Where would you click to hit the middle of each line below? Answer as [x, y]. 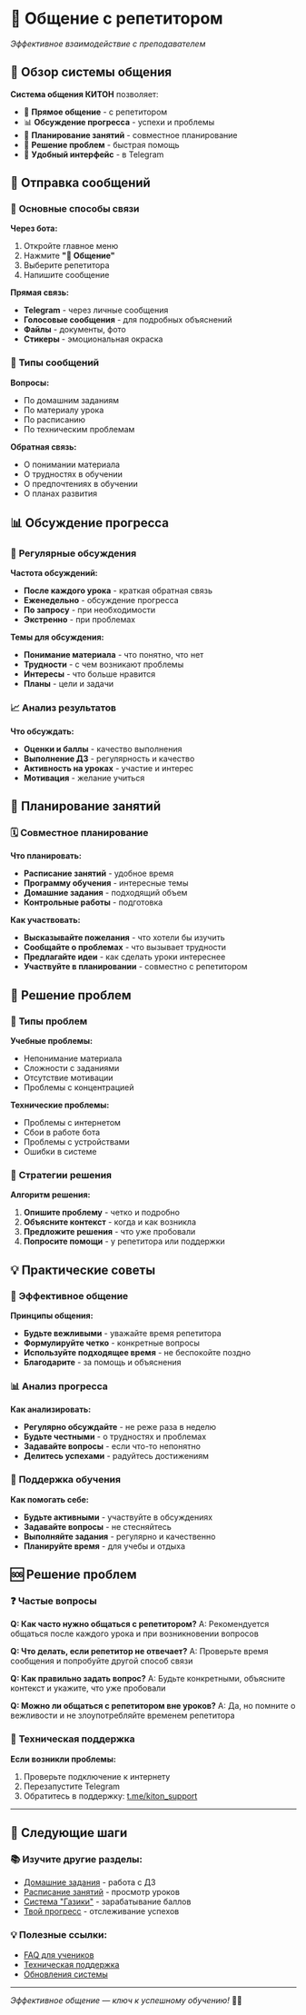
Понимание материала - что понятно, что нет [114, 655]
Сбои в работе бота [62, 1132]
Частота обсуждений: [54, 573]
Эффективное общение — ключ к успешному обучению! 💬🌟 [127, 2000]
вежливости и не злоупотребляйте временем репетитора [123, 1715]
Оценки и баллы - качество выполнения [103, 749]
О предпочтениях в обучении [81, 483]
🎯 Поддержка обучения [66, 1480]
